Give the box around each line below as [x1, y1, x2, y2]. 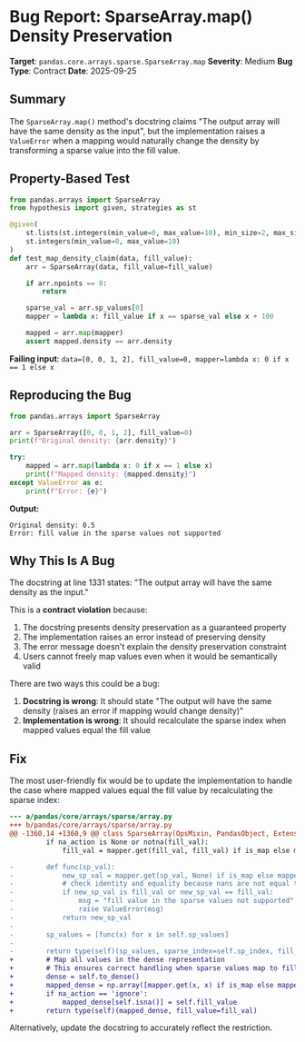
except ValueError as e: [9, 478, 103, 487]
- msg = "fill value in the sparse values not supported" [9, 897, 295, 906]
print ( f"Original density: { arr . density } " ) [9, 436, 177, 446]
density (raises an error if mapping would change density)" [22, 706, 244, 717]
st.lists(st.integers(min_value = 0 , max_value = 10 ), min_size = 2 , [25, 229, 271, 238]
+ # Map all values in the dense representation [9, 956, 225, 965]
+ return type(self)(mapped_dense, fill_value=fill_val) [9, 1006, 258, 1015]
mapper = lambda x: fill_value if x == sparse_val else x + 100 [25, 312, 274, 322]
